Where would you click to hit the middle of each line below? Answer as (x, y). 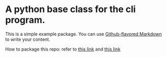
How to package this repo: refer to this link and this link (63, 49)
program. (25, 20)
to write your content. (28, 39)
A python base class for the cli (71, 9)
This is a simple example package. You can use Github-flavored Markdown (83, 34)
